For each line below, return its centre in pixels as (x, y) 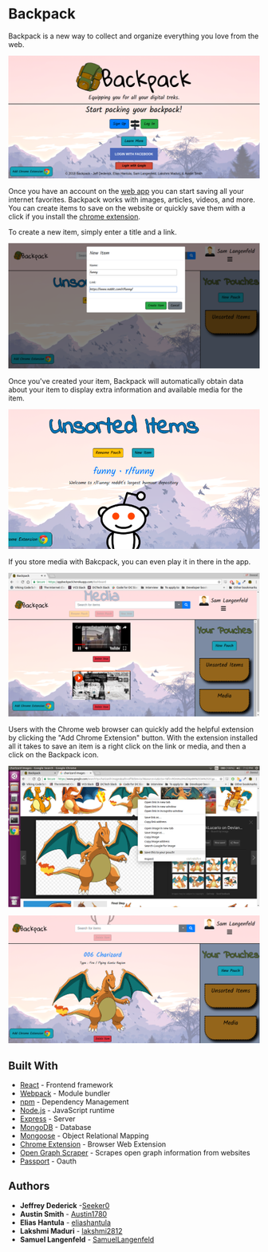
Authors (29, 1186)
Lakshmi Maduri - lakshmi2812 (71, 1230)
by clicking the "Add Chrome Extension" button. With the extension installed (133, 737)
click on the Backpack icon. (53, 754)
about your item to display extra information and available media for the (126, 389)
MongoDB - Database (55, 1128)
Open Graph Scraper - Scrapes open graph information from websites (135, 1153)
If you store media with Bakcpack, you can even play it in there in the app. (130, 561)
